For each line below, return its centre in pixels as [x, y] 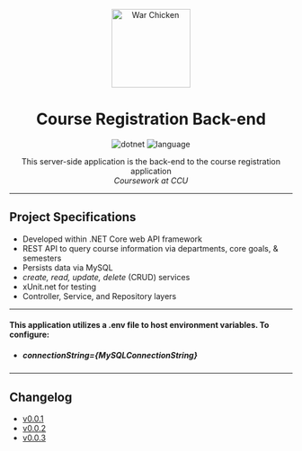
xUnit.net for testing [59, 287]
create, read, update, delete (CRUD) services [106, 277]
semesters [42, 258]
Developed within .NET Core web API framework [112, 239]
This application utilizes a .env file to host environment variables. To [139, 325]
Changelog [41, 397]
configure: [29, 335]
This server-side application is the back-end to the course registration [151, 161]
